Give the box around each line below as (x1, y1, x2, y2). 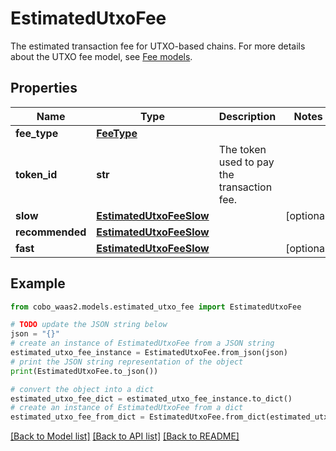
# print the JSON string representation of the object (10, 357, 244, 367)
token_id (15, 167, 58, 181)
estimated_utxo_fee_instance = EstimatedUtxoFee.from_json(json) (10, 348, 288, 358)
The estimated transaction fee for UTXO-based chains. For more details (10, 40, 306, 52)
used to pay (218, 155, 275, 169)
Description (218, 109, 277, 123)
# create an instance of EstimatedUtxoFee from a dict (10, 403, 244, 413)
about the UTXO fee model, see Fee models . (10, 50, 193, 62)
